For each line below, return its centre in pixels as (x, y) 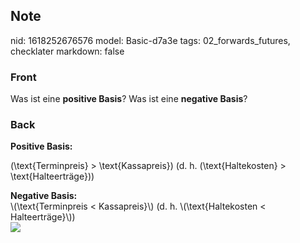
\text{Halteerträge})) (52, 176)
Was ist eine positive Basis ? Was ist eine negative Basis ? (129, 99)
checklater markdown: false (67, 51)
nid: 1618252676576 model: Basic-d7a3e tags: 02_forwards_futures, (150, 40)
